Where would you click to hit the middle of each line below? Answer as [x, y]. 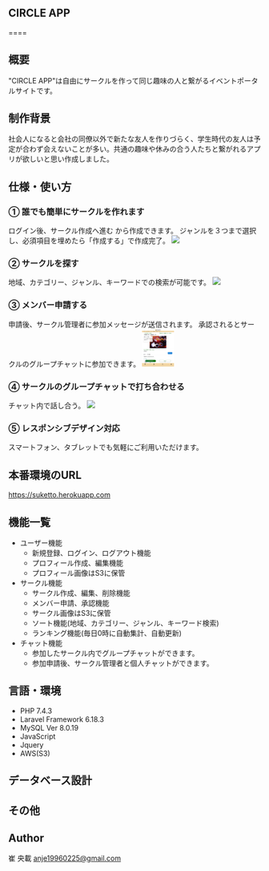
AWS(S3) [35, 753]
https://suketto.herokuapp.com [59, 495]
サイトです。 [36, 91]
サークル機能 [41, 583]
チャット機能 [41, 643]
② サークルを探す [44, 264]
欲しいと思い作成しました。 [68, 159]
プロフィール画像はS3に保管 [78, 573]
